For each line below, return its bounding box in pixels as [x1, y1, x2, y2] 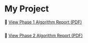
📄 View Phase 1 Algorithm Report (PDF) [4, 19, 82, 25]
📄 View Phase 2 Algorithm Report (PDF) [4, 32, 83, 38]
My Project [4, 3, 49, 14]
